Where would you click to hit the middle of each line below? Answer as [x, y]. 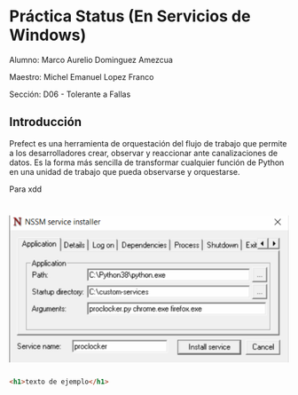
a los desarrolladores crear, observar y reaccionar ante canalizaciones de [143, 153]
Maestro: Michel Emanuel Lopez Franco [82, 76]
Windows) [48, 35]
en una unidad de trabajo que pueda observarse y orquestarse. [125, 171]
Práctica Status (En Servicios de [130, 16]
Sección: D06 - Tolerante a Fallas [70, 94]
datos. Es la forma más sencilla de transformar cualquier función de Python [147, 162]
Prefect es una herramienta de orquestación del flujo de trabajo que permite [148, 143]
